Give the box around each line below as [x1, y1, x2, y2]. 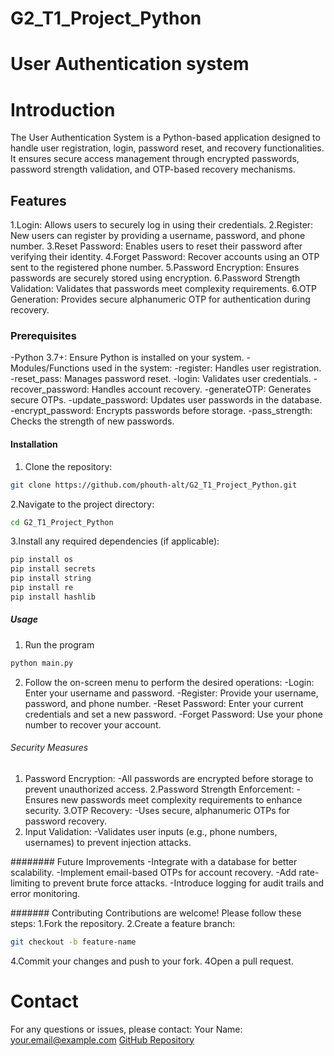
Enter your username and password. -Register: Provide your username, [24, 687, 319, 699]
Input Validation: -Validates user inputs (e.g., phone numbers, [24, 825, 278, 837]
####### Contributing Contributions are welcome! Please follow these [10, 907, 302, 919]
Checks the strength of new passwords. [10, 415, 175, 427]
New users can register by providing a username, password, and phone [10, 230, 306, 242]
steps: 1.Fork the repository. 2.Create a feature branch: [10, 917, 236, 929]
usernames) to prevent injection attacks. [24, 836, 192, 848]
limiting [10, 877, 41, 889]
